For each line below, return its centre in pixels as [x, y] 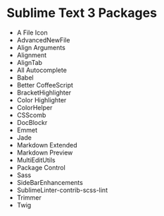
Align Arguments [41, 47]
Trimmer [29, 197]
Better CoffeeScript [45, 85]
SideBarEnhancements [50, 182]
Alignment [32, 55]
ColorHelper [34, 107]
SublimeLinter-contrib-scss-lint [62, 190]
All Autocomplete [42, 70]
